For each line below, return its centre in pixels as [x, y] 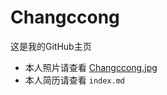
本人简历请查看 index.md [75, 80]
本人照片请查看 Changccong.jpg [91, 67]
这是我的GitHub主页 [51, 46]
